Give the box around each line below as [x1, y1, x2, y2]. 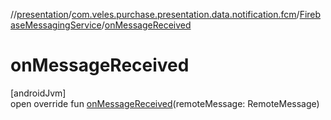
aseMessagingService [10, 19, 102, 31]
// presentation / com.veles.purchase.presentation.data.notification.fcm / [10, 9, 300, 20]
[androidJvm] [10, 87, 67, 99]
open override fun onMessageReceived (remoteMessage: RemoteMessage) [10, 97, 320, 109]
